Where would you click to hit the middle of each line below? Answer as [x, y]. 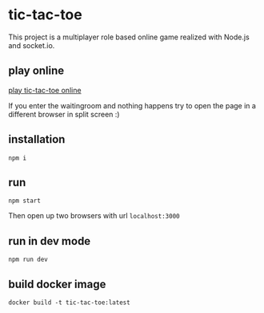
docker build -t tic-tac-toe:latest [69, 303]
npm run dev [28, 260]
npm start [25, 201]
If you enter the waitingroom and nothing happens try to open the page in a [132, 105]
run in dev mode [50, 241]
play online [36, 71]
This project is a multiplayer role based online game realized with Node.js [129, 37]
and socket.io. [32, 45]
